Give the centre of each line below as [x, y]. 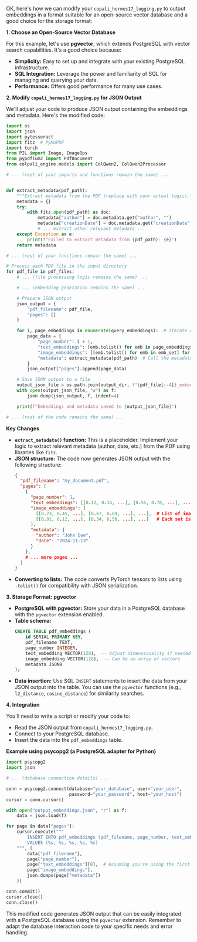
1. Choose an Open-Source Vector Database [61, 32]
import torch [22, 148]
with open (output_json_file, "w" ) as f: [67, 390]
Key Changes [23, 428]
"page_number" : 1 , [53, 497]
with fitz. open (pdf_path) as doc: [69, 212]
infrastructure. [32, 67]
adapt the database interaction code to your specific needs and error [89, 926]
